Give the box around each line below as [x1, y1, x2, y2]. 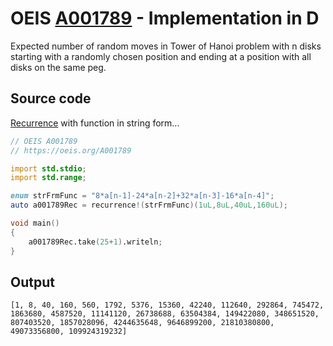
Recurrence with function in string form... [10, 117, 180, 129]
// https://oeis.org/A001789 [10, 145, 132, 156]
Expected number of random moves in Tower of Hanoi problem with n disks [10, 40, 322, 52]
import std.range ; [10, 173, 87, 183]
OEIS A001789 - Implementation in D [10, 7, 320, 30]
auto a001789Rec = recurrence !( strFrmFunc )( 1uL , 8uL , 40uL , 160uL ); [10, 200, 288, 211]
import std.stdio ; [10, 163, 87, 174]
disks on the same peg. [10, 61, 107, 73]
